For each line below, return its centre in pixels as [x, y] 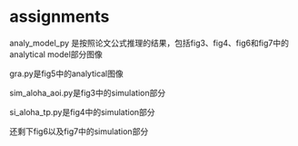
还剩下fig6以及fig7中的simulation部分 [79, 131]
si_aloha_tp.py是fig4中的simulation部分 [83, 112]
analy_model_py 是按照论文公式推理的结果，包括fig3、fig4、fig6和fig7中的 [149, 43]
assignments [60, 17]
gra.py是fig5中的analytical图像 [67, 73]
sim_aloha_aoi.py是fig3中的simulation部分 [88, 92]
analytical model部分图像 [56, 54]
